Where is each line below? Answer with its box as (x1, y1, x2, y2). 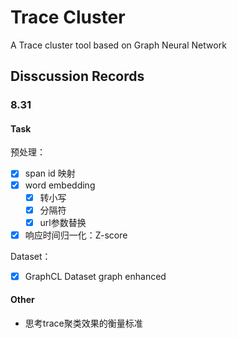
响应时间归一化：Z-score (24, 229, 128, 241)
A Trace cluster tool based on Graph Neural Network (10, 39, 227, 51)
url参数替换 (39, 216, 87, 228)
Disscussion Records (10, 68, 145, 85)
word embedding (24, 179, 96, 191)
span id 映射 (24, 167, 76, 180)
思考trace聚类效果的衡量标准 (24, 317, 143, 330)
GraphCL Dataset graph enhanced (24, 270, 167, 282)
